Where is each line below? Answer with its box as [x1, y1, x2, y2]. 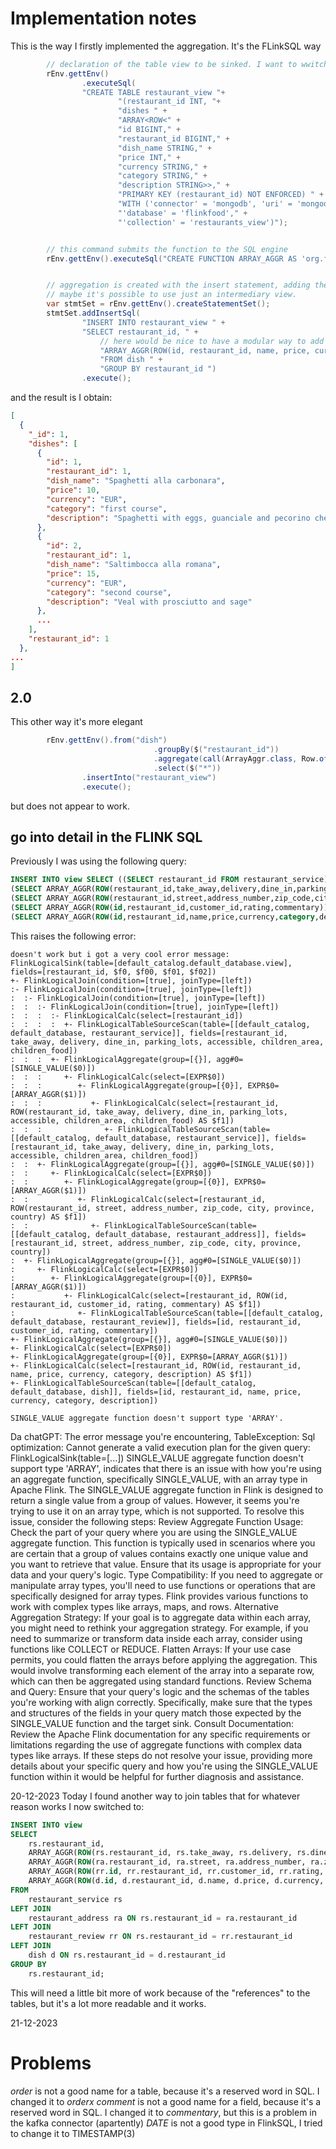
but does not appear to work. [10, 800, 130, 812]
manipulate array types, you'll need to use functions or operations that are [10, 1579, 316, 1591]
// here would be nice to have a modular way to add [99, 336, 325, 346]
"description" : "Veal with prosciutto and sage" [46, 597, 253, 607]
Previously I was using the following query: [10, 855, 187, 867]
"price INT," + [117, 152, 182, 162]
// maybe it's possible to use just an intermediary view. [46, 290, 298, 300]
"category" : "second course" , [46, 587, 172, 597]
